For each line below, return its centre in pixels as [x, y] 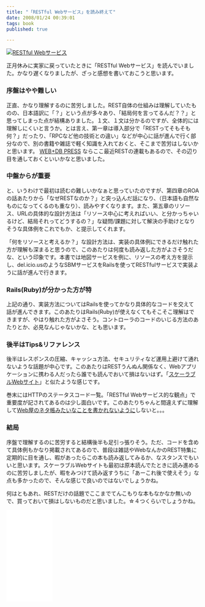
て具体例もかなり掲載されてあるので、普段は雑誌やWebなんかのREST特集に [102, 450]
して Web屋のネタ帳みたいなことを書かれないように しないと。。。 [87, 410]
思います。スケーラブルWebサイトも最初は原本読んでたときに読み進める [108, 465]
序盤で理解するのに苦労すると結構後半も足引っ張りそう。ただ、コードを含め [102, 442]
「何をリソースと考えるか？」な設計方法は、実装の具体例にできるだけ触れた [102, 242]
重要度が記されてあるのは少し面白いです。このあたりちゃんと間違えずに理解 [102, 403]
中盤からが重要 [28, 176]
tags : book [20, 23]
